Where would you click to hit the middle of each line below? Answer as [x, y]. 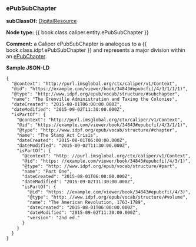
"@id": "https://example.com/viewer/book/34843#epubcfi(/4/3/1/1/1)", [100, 89]
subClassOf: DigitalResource [41, 21]
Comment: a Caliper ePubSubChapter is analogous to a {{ [77, 44]
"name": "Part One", [47, 172]
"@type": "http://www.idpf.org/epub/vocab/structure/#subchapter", [96, 94]
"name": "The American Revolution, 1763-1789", [87, 202]
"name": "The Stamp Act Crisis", [58, 136]
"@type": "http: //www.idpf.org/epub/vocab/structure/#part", [99, 166]
